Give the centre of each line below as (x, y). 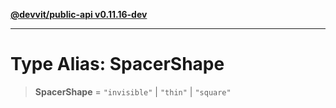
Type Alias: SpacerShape (117, 64)
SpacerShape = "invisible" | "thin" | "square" (133, 91)
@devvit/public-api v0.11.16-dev (79, 14)
